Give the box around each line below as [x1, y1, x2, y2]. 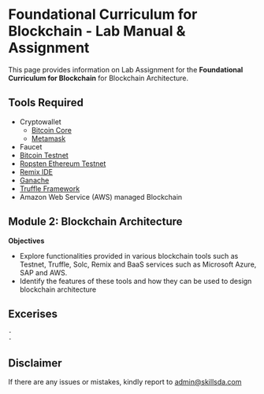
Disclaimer [8, 356, 62, 370]
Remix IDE [19, 167, 54, 176]
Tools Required [8, 96, 84, 109]
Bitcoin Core [31, 125, 73, 134]
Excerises [8, 307, 58, 320]
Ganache [19, 175, 50, 185]
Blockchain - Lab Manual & [8, 22, 186, 40]
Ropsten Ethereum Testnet [19, 159, 106, 168]
